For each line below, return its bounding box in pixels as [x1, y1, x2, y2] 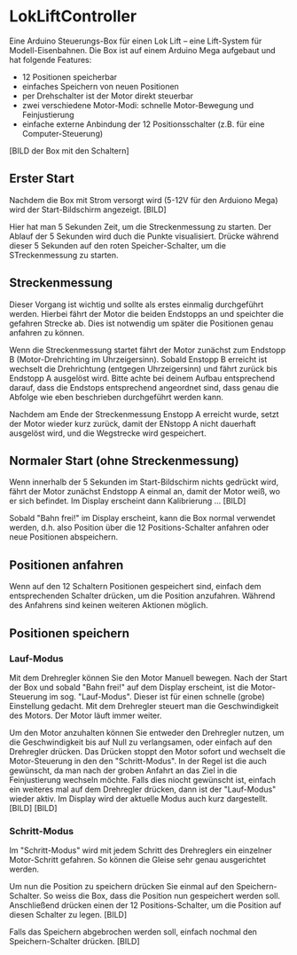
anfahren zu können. [9, 327, 85, 338]
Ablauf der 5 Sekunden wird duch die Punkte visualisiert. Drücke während [9, 231, 279, 241]
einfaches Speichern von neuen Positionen [21, 81, 179, 91]
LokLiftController [9, 6, 137, 27]
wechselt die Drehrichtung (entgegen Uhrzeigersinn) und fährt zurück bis [9, 363, 277, 374]
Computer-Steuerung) [21, 128, 104, 138]
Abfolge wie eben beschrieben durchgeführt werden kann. [9, 391, 223, 402]
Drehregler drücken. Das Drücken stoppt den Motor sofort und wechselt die [9, 746, 286, 756]
